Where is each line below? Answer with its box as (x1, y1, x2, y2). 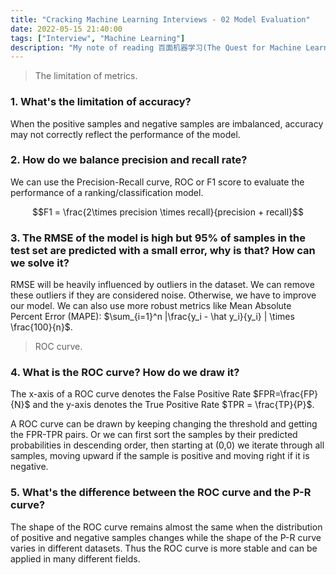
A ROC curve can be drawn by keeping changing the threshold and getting (10, 418, 318, 430)
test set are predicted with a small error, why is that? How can (10, 243, 316, 257)
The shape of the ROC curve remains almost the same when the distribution (10, 521, 323, 533)
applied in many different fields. (10, 552, 141, 565)
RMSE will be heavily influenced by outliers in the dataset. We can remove (10, 279, 315, 291)
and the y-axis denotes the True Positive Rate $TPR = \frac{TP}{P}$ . (32, 399, 315, 411)
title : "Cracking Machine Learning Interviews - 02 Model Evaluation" (10, 14, 311, 25)
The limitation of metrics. (34, 70, 138, 82)
